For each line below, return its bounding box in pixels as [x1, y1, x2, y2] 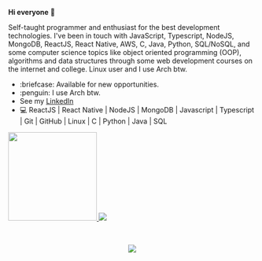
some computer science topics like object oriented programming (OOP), [8, 48, 242, 57]
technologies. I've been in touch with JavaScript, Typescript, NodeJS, [8, 31, 234, 40]
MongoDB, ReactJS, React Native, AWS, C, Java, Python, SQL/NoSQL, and [8, 39, 250, 49]
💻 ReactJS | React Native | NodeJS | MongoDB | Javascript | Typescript [19, 105, 254, 114]
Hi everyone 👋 [8, 8, 55, 17]
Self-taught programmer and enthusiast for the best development [8, 23, 220, 31]
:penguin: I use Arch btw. [19, 88, 101, 97]
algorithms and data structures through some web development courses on [8, 56, 253, 65]
